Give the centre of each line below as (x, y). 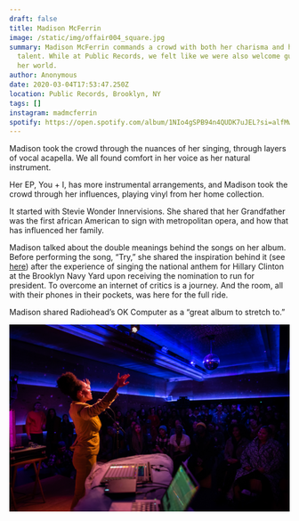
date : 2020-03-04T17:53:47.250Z (69, 85)
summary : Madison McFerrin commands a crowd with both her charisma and (147, 47)
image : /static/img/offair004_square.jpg (87, 37)
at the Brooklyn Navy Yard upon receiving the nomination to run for (132, 276)
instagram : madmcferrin (53, 113)
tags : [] (25, 103)
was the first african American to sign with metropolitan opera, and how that (149, 221)
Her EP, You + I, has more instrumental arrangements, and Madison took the (149, 185)
